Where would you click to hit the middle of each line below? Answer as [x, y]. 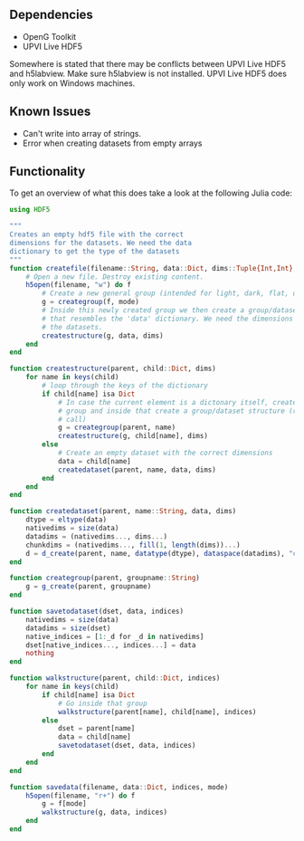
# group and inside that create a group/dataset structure [171, 411]
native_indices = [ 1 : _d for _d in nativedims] [115, 636]
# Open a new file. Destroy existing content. [115, 277]
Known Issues [50, 112]
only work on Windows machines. [72, 83]
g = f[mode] [65, 804]
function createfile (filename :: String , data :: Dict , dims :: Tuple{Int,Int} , [153, 268]
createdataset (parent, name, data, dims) [137, 470]
